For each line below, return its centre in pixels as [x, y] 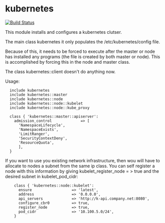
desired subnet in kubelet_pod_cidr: [42, 176]
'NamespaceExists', [38, 129]
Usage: [12, 81]
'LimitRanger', [34, 134]
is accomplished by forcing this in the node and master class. [68, 62]
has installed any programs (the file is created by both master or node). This [82, 56]
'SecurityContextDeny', [43, 138]
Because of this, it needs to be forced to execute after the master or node [80, 51]
